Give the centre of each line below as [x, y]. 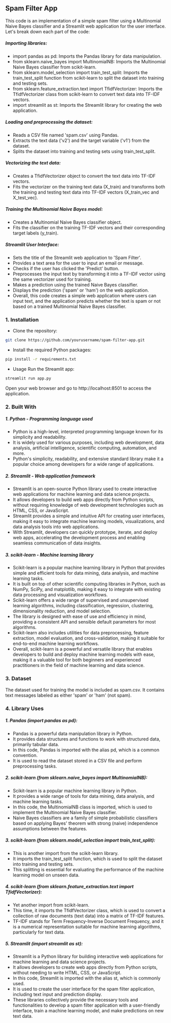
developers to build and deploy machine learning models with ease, [84, 655]
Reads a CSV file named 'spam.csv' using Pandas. [66, 135]
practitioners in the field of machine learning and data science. [79, 665]
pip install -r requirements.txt [41, 359]
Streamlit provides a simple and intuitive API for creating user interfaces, [89, 516]
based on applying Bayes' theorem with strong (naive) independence [85, 823]
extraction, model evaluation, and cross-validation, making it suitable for [89, 638]
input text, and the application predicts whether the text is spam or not [87, 301]
